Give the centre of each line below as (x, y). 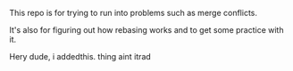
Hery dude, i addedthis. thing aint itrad (80, 56)
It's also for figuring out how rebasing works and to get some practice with (146, 30)
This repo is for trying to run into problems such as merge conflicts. (133, 13)
